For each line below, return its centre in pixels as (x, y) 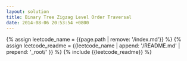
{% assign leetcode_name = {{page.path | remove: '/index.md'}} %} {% (94, 40)
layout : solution (28, 12)
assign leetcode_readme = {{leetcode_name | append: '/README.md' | (93, 46)
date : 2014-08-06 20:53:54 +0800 (48, 23)
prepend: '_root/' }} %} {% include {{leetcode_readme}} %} (79, 52)
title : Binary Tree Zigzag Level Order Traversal (69, 17)
